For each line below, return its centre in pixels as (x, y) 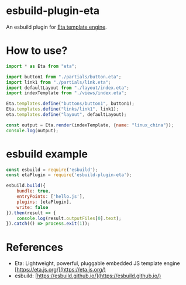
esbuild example (47, 154)
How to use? (37, 51)
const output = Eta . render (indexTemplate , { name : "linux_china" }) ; (90, 125)
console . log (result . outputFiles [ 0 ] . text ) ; (69, 218)
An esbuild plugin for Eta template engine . (56, 27)
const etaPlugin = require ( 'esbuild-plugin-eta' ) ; (69, 175)
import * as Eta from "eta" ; (42, 66)
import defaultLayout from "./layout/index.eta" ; (68, 88)
